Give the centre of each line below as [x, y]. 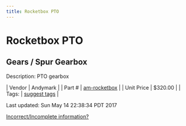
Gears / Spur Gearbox [47, 62]
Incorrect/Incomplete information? [48, 116]
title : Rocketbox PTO [33, 11]
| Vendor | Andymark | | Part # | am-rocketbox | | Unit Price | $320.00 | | [93, 87]
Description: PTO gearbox [38, 76]
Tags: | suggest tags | [32, 94]
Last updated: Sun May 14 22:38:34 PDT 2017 [62, 105]
